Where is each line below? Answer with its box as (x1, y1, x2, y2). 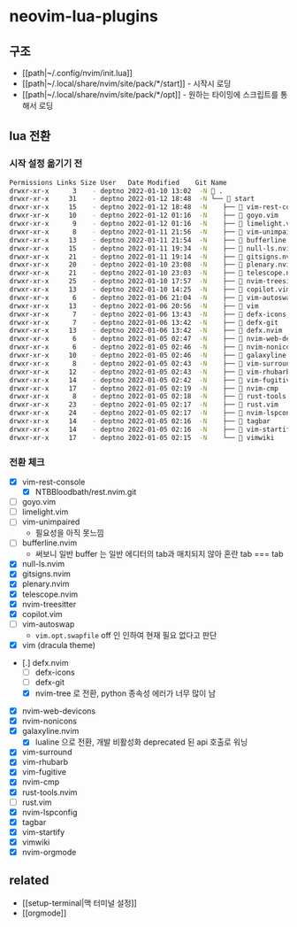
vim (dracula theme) (21, 639, 95, 650)
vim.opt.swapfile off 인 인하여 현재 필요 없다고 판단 (34, 630, 217, 640)
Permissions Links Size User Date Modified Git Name (9, 178, 227, 187)
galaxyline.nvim (21, 726, 80, 737)
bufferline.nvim (21, 537, 78, 548)
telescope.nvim (21, 589, 79, 599)
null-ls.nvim (21, 559, 65, 569)
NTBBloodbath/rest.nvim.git (34, 487, 137, 498)
